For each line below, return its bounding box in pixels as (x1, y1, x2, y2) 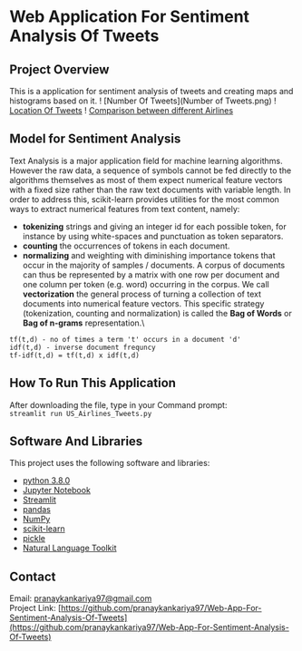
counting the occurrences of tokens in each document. (22, 240, 230, 251)
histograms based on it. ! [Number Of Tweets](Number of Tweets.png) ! (9, 95, 277, 106)
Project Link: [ (9, 603, 62, 614)
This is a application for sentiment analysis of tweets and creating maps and (9, 86, 294, 96)
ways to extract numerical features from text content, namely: (9, 203, 240, 214)
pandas (22, 504, 52, 515)
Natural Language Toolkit (22, 542, 117, 554)
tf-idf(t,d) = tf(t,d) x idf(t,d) (9, 351, 141, 360)
